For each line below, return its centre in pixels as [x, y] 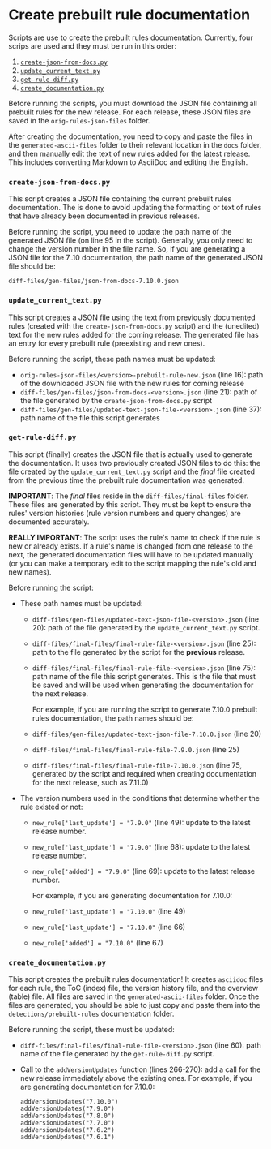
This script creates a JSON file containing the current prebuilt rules [120, 199]
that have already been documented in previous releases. [104, 216]
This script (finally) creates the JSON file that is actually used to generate [131, 454]
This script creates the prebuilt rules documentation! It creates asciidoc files [136, 979]
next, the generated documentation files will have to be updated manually [131, 554]
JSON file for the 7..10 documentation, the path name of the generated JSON [136, 258]
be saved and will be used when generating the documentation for [143, 685]
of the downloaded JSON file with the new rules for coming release [132, 383]
